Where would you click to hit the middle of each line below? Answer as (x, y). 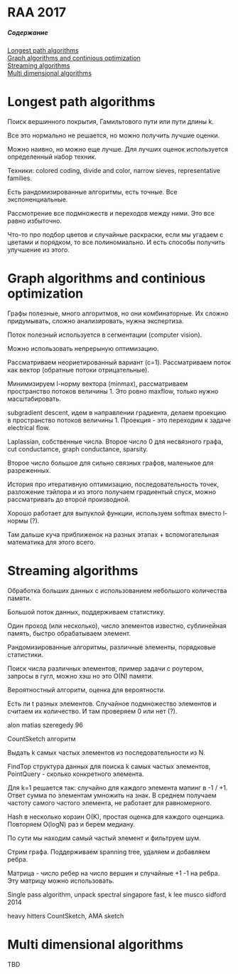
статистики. (26, 654)
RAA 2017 (37, 12)
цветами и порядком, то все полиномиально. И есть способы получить (116, 242)
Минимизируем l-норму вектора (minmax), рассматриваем (98, 384)
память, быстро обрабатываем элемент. (69, 633)
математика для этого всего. (52, 543)
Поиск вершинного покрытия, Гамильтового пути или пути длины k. (111, 122)
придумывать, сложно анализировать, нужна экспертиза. (96, 321)
